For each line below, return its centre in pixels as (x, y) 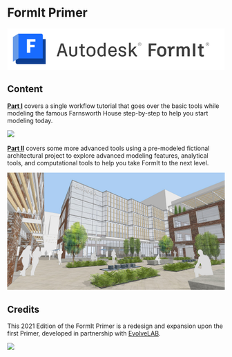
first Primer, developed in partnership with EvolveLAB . (84, 333)
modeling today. (30, 120)
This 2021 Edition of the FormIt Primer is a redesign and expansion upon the (115, 326)
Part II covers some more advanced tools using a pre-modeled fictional (108, 148)
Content (25, 89)
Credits (23, 309)
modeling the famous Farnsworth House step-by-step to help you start (108, 113)
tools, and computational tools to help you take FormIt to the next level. (108, 163)
